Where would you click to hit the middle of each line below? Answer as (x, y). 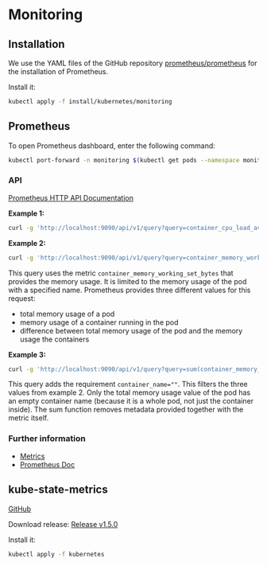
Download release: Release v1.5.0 (63, 524)
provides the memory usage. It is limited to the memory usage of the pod (128, 281)
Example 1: (27, 213)
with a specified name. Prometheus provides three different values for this (130, 290)
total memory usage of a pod (67, 314)
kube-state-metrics (58, 490)
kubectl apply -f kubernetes (56, 554)
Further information (47, 439)
